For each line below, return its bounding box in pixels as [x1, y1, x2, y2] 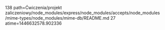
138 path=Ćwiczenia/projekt [5, 5, 62, 10]
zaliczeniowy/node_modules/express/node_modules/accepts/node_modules [5, 10, 161, 16]
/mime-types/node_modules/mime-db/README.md [5, 15, 110, 21]
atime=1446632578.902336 [5, 20, 62, 26]
